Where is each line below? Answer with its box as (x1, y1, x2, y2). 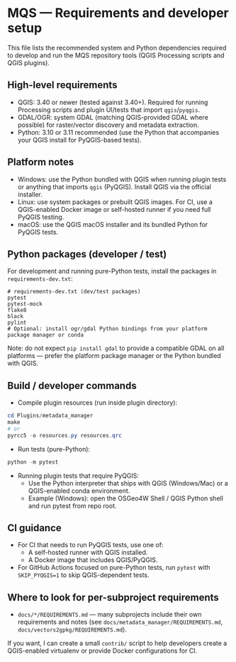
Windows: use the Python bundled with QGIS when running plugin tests (17, 175, 227, 184)
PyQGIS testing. (17, 213, 64, 221)
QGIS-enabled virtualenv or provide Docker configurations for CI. (7, 646, 198, 655)
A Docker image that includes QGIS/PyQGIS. (28, 556, 158, 564)
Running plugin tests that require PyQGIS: (17, 471, 140, 480)
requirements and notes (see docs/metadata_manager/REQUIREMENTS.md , (17, 618, 223, 627)
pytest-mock (7, 301, 43, 308)
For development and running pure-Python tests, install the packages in (7, 267, 217, 276)
